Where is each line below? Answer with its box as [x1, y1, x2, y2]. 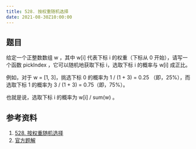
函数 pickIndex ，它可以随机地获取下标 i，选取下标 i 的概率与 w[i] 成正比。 [11, 61, 191, 68]
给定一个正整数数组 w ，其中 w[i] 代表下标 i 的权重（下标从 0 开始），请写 [6, 54, 183, 61]
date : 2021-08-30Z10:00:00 [6, 14, 72, 20]
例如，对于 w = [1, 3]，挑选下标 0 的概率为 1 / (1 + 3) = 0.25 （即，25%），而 [6, 74, 191, 81]
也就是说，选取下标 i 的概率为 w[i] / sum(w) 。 [6, 94, 118, 101]
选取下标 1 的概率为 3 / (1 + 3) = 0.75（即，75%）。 [6, 81, 128, 88]
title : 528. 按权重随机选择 [6, 8, 69, 15]
